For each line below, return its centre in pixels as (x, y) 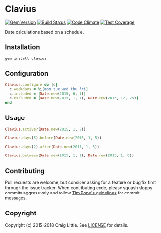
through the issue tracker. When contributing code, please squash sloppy (79, 188)
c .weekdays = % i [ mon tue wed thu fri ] (49, 89)
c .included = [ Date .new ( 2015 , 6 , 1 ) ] (48, 94)
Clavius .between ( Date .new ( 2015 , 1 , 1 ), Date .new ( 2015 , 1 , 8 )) (70, 155)
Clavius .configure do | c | (31, 85)
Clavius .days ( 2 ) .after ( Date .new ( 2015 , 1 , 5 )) (52, 147)
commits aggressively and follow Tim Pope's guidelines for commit (72, 193)
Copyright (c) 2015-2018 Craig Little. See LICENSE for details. (67, 225)
